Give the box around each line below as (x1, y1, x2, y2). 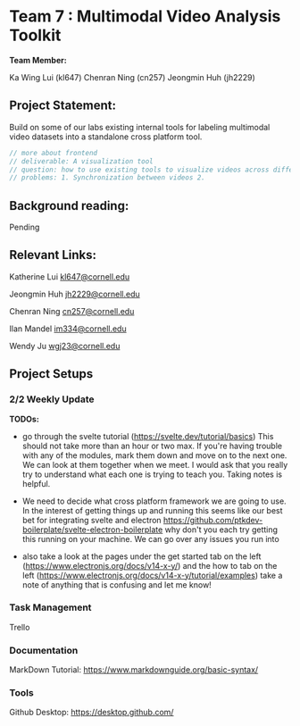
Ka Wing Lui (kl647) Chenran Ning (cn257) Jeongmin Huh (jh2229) (9, 71, 256, 82)
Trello (9, 622, 30, 632)
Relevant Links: (9, 247, 96, 263)
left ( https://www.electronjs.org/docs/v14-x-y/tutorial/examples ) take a (21, 570, 283, 580)
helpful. (21, 478, 51, 488)
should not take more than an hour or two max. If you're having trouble (21, 440, 283, 451)
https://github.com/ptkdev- (163, 514, 263, 525)
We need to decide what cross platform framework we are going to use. (21, 496, 287, 506)
